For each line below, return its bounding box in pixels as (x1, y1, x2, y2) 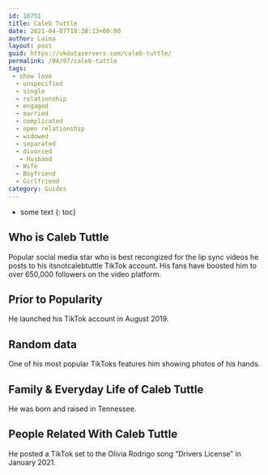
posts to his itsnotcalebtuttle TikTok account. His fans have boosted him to (8, 261, 257, 270)
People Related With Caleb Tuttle (8, 427, 178, 441)
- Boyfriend (15, 170, 57, 178)
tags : (8, 65, 27, 73)
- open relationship (15, 125, 85, 133)
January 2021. (8, 457, 57, 467)
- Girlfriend (15, 177, 60, 186)
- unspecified (15, 79, 63, 87)
